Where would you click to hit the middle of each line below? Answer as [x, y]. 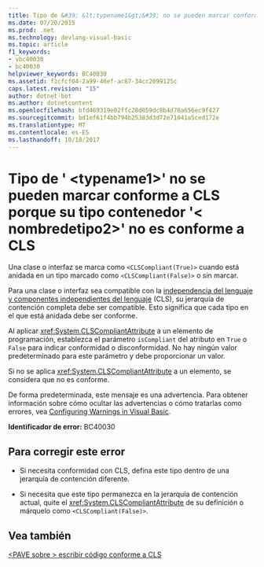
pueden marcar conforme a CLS [114, 195]
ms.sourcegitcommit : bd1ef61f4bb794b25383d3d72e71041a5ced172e [114, 118]
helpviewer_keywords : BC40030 [58, 74]
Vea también [40, 536]
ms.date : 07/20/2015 [42, 23]
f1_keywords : [29, 52]
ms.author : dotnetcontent [50, 103]
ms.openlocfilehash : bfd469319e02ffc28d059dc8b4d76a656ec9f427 [114, 111]
